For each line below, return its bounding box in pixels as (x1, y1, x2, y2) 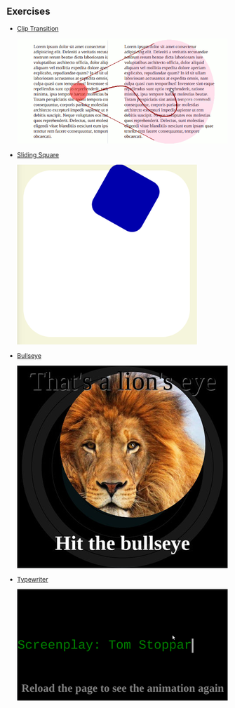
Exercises (6, 6, 51, 18)
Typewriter (16, 575, 48, 583)
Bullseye (16, 351, 42, 360)
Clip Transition (16, 24, 59, 32)
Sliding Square (16, 150, 60, 159)
